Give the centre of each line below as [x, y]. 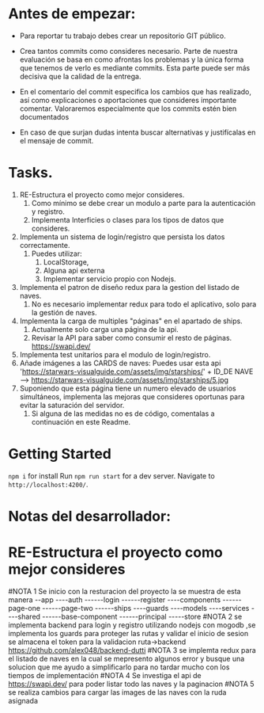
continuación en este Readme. [81, 421]
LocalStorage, [66, 261]
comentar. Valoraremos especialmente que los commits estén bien [128, 109]
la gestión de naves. [64, 312]
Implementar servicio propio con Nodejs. [109, 279]
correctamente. [45, 245]
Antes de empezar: [72, 14]
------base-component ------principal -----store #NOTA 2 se [142, 616]
